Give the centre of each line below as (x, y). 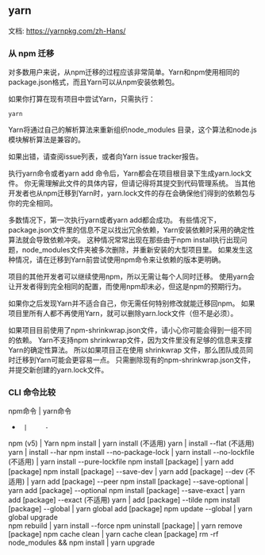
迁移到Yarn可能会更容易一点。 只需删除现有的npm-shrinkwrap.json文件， (135, 360)
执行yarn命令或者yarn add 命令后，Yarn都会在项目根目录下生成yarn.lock (127, 173)
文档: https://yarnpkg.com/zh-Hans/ (67, 31)
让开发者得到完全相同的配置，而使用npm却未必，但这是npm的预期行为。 (127, 287)
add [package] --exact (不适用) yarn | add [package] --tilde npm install (124, 500)
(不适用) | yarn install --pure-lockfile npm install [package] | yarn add (121, 462)
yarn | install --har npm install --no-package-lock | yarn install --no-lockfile (132, 453)
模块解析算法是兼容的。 (46, 140)
